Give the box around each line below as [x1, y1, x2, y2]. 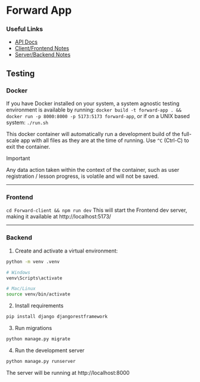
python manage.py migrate [6, 336, 70, 342]
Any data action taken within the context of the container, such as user [6, 167, 180, 174]
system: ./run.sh [6, 119, 49, 126]
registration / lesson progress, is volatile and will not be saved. [6, 172, 160, 180]
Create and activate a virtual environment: [14, 247, 118, 254]
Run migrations [14, 325, 52, 332]
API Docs [14, 38, 37, 45]
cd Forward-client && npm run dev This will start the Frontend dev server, [6, 207, 187, 214]
